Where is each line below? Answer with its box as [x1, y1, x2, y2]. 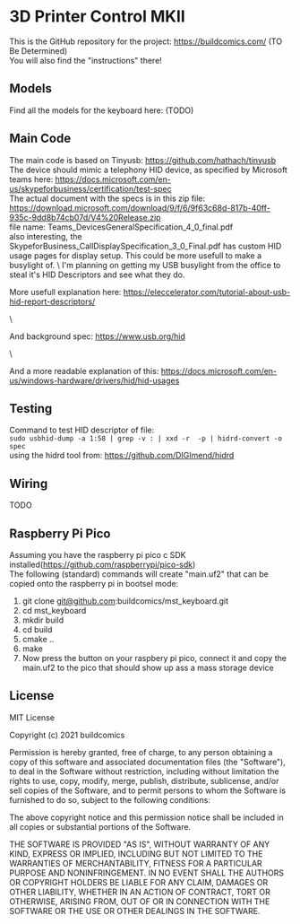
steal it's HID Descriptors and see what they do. [9, 269, 185, 280]
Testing [9, 401, 53, 416]
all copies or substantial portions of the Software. [9, 821, 191, 832]
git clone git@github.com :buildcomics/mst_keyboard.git [21, 596, 229, 606]
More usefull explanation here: [9, 286, 122, 297]
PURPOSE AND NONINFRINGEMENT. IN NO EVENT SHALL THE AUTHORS [9, 867, 285, 878]
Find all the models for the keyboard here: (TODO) [9, 105, 194, 116]
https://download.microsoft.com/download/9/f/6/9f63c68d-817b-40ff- [9, 202, 270, 213]
